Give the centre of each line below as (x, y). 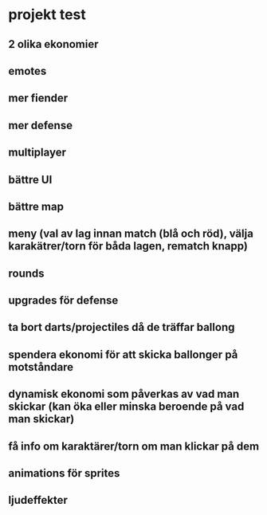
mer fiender (38, 98)
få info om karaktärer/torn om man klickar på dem (134, 446)
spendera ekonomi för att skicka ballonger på (123, 354)
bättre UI (30, 180)
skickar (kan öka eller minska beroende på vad (126, 407)
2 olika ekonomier (53, 44)
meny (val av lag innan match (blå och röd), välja (131, 234)
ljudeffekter (38, 500)
